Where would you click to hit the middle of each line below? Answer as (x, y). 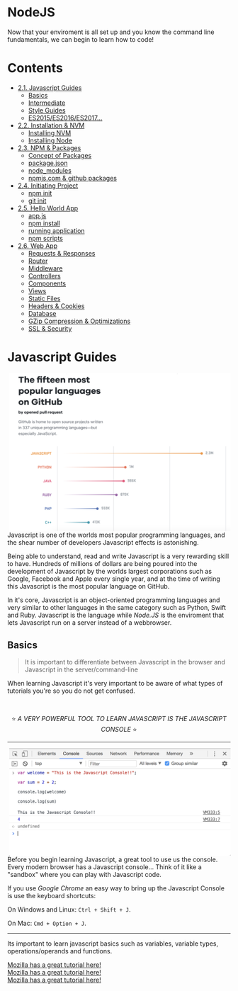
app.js (37, 215)
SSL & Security (50, 328)
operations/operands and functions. (60, 951)
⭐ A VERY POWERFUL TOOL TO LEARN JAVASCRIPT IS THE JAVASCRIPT (119, 719)
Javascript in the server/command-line (81, 669)
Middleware (45, 268)
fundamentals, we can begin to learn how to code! (81, 39)
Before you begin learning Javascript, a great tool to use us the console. (113, 859)
